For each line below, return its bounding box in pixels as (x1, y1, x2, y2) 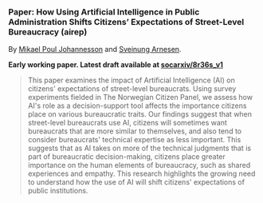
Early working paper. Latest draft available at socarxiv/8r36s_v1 (8, 60, 223, 70)
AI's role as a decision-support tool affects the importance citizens (27, 101, 247, 110)
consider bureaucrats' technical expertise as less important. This (27, 135, 241, 145)
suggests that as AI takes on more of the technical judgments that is (27, 143, 252, 153)
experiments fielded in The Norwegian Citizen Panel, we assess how (27, 93, 253, 102)
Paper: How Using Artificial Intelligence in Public (8, 6, 200, 18)
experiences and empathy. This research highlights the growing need (27, 169, 256, 178)
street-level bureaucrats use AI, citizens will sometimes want (27, 118, 227, 128)
